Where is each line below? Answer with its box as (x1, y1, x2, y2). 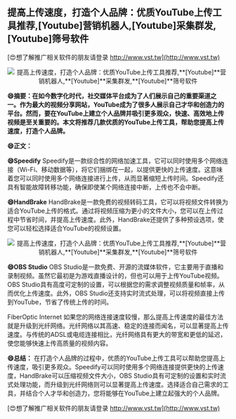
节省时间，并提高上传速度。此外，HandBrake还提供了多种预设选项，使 (19, 215, 224, 223)
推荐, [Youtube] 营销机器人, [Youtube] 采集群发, (16, 20, 216, 32)
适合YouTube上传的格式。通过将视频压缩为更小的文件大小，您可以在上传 (7, 206, 218, 215)
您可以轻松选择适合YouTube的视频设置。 (7, 224, 125, 232)
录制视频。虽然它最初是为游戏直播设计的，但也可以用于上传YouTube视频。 (7, 271, 223, 279)
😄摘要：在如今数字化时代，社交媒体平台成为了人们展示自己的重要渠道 (7, 91, 211, 100)
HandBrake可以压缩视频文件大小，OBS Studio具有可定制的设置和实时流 (19, 371, 226, 380)
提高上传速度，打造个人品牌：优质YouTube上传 (7, 6, 213, 19)
